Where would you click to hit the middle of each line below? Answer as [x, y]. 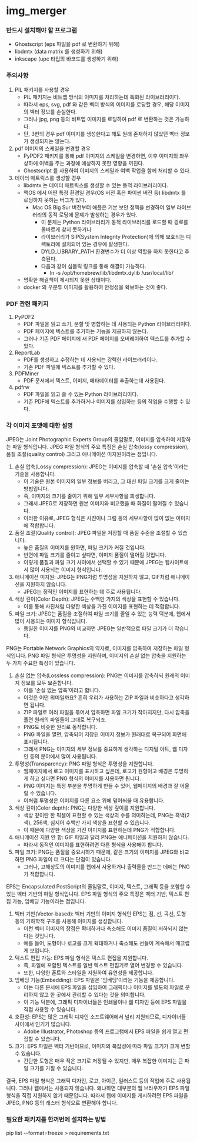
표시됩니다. [36, 742]
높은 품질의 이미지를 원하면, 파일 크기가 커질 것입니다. [84, 548]
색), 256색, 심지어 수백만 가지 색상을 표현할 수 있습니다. [87, 823]
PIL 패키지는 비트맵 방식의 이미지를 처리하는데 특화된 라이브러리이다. [102, 97]
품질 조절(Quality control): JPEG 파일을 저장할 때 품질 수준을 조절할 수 [96, 533]
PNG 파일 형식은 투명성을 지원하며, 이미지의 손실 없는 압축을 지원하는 [107, 656]
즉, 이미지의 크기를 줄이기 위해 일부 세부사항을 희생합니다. [89, 496]
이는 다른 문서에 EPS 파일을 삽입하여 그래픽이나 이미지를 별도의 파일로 [103, 987]
